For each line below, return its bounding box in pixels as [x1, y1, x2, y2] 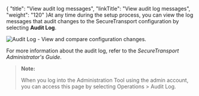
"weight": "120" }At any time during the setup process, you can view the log [6, 11, 194, 18]
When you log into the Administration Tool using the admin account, [20, 77, 189, 83]
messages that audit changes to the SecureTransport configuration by [6, 18, 179, 24]
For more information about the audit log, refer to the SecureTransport [6, 47, 179, 54]
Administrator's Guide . [6, 54, 62, 60]
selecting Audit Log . [6, 24, 57, 31]
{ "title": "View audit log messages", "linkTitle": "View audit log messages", [6, 5, 191, 12]
